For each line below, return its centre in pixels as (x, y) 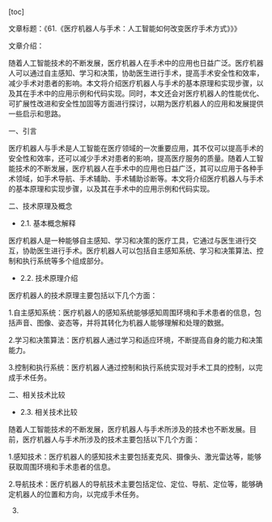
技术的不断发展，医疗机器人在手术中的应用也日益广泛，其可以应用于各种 (136, 168)
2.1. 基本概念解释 (48, 223)
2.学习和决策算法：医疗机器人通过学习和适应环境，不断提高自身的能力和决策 (136, 340)
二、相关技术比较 (37, 395)
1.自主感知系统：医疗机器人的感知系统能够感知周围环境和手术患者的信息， (132, 313)
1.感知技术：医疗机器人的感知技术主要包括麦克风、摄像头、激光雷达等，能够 (135, 457)
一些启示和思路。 (37, 114)
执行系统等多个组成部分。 (65, 261)
